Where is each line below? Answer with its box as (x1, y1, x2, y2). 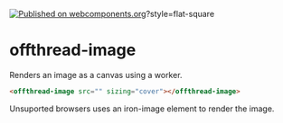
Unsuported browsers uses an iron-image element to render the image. (9, 103, 275, 114)
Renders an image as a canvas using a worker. (9, 69, 183, 80)
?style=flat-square (146, 9, 215, 19)
